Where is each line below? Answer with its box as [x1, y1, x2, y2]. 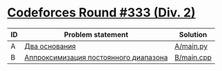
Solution [179, 30, 208, 39]
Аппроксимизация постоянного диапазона [24, 52, 168, 62]
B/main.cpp [174, 52, 212, 62]
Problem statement [63, 30, 129, 39]
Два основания [24, 41, 76, 51]
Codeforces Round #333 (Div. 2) [7, 5, 196, 21]
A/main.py [174, 41, 208, 51]
